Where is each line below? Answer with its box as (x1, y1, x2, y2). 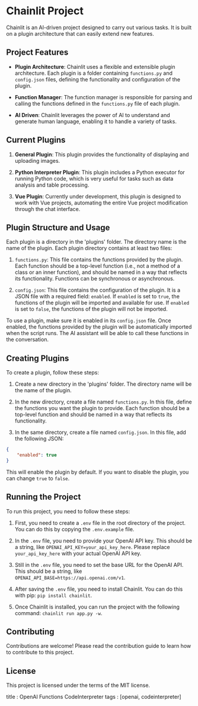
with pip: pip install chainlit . (14, 591, 92, 598)
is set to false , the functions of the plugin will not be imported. (14, 305, 168, 313)
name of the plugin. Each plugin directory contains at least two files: (6, 245, 173, 252)
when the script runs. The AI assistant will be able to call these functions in (6, 330, 189, 337)
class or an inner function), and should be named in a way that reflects (14, 269, 188, 276)
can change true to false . (6, 474, 70, 482)
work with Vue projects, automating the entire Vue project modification (14, 199, 188, 206)
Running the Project (6, 492, 81, 502)
